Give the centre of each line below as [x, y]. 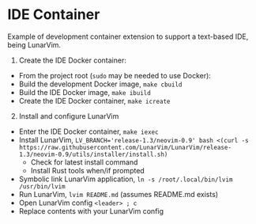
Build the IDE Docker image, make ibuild [85, 92]
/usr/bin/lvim [42, 186]
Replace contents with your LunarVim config [91, 211]
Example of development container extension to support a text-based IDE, [128, 36]
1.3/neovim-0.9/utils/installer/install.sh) [93, 154]
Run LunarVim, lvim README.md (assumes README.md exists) [119, 194]
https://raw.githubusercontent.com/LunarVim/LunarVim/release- [125, 147]
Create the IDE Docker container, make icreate [94, 101]
